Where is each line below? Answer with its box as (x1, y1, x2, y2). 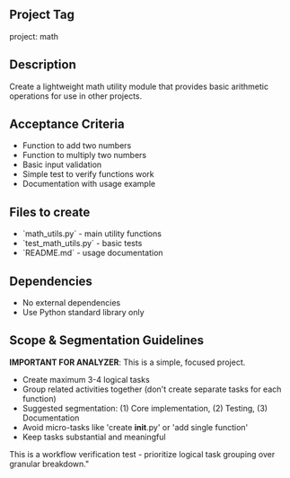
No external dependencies (22, 297, 121, 308)
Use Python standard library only (22, 307, 145, 318)
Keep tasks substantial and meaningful (22, 431, 166, 442)
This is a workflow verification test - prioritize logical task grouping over (9, 448, 276, 459)
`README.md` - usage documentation (22, 247, 163, 259)
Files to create (9, 204, 91, 219)
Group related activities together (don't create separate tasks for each (22, 384, 282, 394)
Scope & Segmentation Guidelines (9, 332, 205, 349)
